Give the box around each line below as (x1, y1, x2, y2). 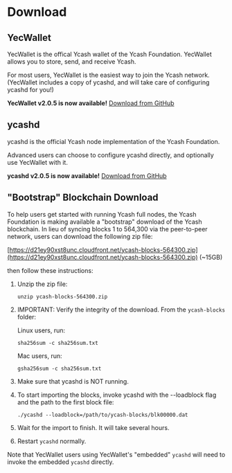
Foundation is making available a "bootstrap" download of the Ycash (7, 217, 202, 226)
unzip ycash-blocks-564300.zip (17, 293, 108, 300)
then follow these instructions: (7, 266, 93, 274)
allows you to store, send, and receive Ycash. (7, 57, 136, 66)
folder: (17, 312, 37, 321)
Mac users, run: (17, 351, 62, 360)
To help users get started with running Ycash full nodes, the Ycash (7, 210, 197, 218)
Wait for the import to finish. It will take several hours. (17, 423, 170, 431)
